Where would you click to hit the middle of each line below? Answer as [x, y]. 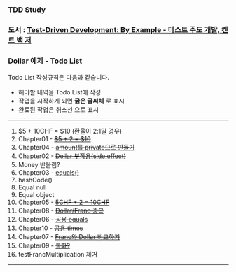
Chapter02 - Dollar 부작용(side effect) [72, 156]
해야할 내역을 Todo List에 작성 [60, 92]
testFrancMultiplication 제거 [57, 255]
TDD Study [27, 10]
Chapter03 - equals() [49, 173]
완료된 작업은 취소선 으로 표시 [58, 110]
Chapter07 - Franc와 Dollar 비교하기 [69, 237]
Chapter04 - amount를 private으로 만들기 [76, 148]
